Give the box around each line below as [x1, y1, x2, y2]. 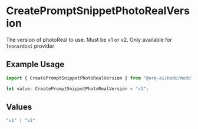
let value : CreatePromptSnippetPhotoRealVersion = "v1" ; [6, 85, 149, 92]
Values [6, 102, 32, 112]
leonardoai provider [6, 42, 55, 49]
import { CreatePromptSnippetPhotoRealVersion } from [6, 75, 141, 81]
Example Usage [6, 59, 65, 70]
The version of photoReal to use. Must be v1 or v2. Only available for [6, 36, 172, 43]
